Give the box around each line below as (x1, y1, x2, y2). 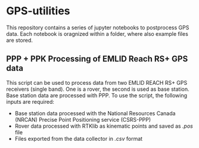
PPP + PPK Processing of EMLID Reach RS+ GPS (6, 54, 188, 64)
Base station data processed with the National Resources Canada (14, 109, 176, 117)
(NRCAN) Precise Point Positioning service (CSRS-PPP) (14, 116, 151, 123)
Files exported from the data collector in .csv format (14, 135, 143, 142)
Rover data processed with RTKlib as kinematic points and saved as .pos (14, 122, 194, 129)
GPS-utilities (6, 4, 70, 18)
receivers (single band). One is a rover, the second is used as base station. (6, 85, 189, 92)
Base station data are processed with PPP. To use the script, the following (6, 91, 188, 99)
